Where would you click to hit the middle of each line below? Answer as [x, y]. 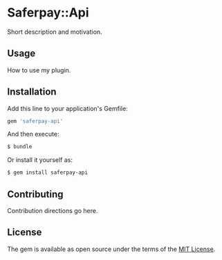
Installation [32, 92]
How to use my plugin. [39, 70]
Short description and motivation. [55, 32]
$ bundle [20, 147]
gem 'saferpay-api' [35, 121]
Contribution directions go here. [53, 211]
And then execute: [33, 134]
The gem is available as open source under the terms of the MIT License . [111, 249]
